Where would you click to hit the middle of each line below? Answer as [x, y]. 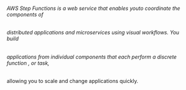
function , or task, [28, 63]
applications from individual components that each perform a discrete [92, 57]
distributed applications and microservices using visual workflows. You [93, 33]
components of [25, 14]
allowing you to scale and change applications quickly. [72, 81]
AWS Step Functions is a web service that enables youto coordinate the [94, 8]
